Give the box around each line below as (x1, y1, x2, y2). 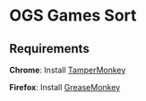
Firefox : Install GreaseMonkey (9, 82, 121, 92)
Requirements (9, 41, 90, 56)
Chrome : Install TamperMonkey (9, 64, 126, 75)
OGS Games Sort (9, 5, 137, 26)
